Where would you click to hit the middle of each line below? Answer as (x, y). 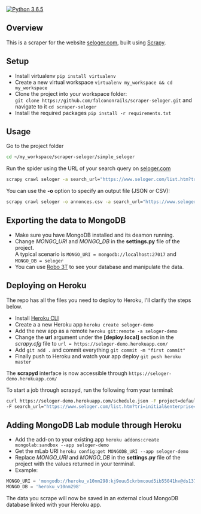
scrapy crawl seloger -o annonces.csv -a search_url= (75, 202)
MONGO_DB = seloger (39, 261)
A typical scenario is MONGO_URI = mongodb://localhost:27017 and (95, 254)
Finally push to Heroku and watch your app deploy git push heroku (98, 356)
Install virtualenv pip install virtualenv (65, 75)
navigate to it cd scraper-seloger (56, 106)
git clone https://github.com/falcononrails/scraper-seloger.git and (103, 100)
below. (14, 306)
